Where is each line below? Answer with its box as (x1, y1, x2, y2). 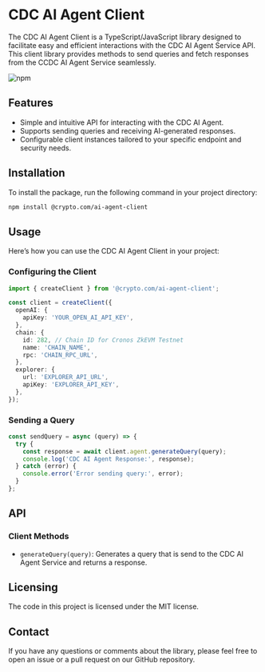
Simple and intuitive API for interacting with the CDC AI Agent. (19, 118, 224, 127)
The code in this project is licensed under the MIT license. (8, 602, 200, 611)
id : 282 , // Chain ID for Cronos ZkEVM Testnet (22, 336, 184, 344)
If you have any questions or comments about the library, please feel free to (8, 646, 258, 656)
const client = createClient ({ (8, 298, 113, 307)
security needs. (19, 142, 72, 153)
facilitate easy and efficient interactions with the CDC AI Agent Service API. (8, 40, 256, 50)
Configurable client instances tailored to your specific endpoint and (19, 134, 242, 144)
